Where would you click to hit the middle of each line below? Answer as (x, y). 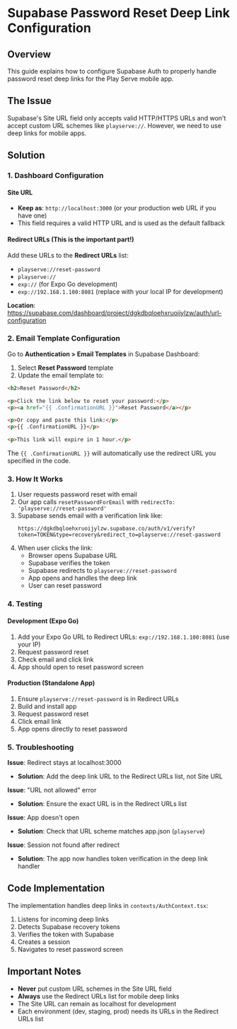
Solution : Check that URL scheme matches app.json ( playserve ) (111, 831)
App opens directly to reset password (72, 729)
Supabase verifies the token (69, 563)
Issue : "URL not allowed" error (52, 790)
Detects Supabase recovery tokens (69, 926)
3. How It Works (35, 479)
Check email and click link (56, 659)
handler (29, 866)
